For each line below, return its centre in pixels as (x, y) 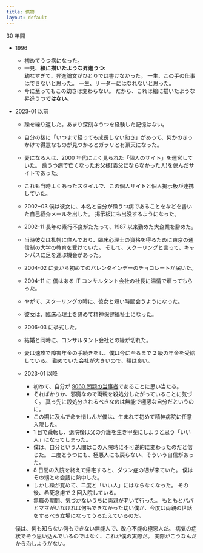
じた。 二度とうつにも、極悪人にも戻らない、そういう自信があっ (113, 455)
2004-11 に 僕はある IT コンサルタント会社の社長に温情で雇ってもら (108, 281)
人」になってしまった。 (62, 439)
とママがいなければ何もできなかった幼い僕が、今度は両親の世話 (113, 507)
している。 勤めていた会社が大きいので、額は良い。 (88, 360)
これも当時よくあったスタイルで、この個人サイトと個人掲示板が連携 (109, 185)
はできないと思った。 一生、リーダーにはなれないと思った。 (99, 83)
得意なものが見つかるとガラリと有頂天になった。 (101, 145)
